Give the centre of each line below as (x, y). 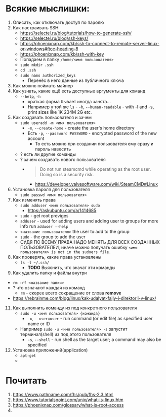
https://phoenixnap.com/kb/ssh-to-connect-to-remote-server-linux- (90, 43)
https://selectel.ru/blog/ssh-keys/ (54, 38)
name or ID (39, 324)
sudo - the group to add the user (53, 237)
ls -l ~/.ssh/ (35, 263)
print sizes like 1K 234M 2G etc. (60, 112)
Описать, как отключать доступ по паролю (58, 22)
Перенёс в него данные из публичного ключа (76, 80)
